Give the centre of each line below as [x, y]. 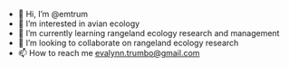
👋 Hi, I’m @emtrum [53, 14]
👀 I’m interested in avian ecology [79, 24]
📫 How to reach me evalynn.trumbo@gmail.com [109, 53]
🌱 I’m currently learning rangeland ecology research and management [149, 33]
